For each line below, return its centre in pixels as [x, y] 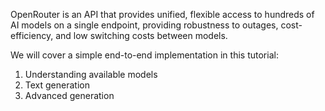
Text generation [57, 85]
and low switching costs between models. [141, 35]
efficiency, [32, 35]
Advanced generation [69, 95]
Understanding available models [91, 74]
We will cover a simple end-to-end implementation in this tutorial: [144, 55]
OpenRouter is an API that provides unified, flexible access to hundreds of [162, 14]
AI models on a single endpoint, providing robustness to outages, [144, 25]
